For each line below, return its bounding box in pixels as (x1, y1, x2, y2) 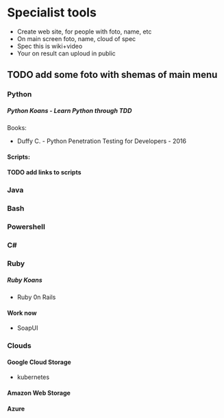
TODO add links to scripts (7, 168, 82, 177)
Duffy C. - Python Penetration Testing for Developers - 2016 (16, 137, 187, 145)
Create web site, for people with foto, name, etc (16, 27, 152, 36)
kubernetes (16, 373, 50, 381)
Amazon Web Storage (7, 389, 71, 397)
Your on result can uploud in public (16, 49, 116, 57)
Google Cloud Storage (7, 358, 72, 366)
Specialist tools (7, 5, 97, 21)
